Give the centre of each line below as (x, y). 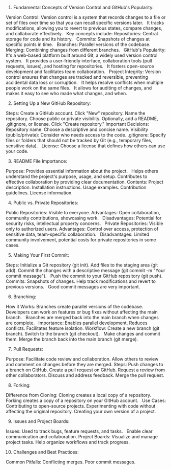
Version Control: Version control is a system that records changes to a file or (86, 17)
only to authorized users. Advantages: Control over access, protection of (82, 229)
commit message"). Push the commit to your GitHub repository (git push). (84, 276)
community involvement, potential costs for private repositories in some (81, 240)
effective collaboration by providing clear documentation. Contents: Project (84, 182)
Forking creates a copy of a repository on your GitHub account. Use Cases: (86, 400)
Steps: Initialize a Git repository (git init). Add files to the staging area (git (82, 265)
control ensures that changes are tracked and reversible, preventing (77, 77)
